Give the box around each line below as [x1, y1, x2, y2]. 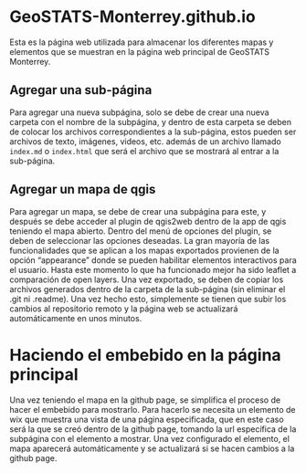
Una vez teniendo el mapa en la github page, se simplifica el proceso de [9, 394, 281, 405]
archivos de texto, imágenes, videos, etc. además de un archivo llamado [9, 135, 281, 147]
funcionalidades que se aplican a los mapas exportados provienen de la [9, 245, 280, 256]
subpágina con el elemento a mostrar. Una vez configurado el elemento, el [9, 433, 290, 444]
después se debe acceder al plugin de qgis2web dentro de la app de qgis [9, 215, 287, 226]
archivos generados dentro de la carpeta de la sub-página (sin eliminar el [9, 283, 286, 294]
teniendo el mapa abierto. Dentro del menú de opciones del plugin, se [9, 226, 272, 236]
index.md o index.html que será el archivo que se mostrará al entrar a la [9, 145, 280, 156]
